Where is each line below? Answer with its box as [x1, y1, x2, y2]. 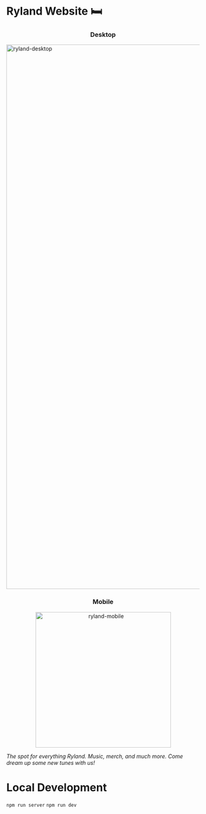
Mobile [92, 598, 114, 606]
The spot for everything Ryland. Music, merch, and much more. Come [6, 753, 183, 760]
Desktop [90, 31, 116, 39]
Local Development [6, 780, 107, 794]
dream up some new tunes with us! [6, 759, 95, 766]
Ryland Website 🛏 [6, 4, 102, 18]
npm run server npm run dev [6, 802, 77, 808]
